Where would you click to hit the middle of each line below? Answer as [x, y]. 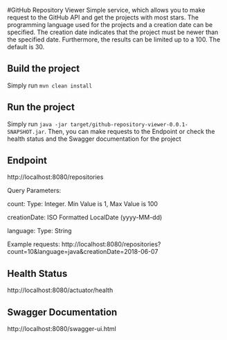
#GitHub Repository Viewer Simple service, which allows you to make [106, 10]
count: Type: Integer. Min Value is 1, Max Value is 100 [82, 204]
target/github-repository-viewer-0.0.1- [129, 124]
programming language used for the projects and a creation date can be [110, 25]
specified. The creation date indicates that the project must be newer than [113, 32]
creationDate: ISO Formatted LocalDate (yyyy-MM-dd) [85, 217]
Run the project [41, 107]
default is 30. [26, 47]
